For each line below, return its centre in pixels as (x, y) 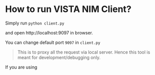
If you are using (21, 67)
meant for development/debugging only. (59, 57)
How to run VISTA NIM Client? (68, 9)
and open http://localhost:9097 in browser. (49, 32)
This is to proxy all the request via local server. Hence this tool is (84, 52)
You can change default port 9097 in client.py (53, 42)
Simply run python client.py (35, 23)
